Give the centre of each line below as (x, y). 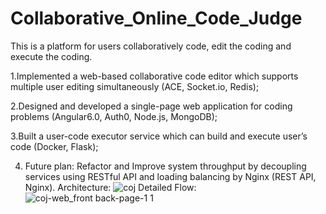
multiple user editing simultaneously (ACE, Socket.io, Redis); (135, 86)
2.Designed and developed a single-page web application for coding (151, 106)
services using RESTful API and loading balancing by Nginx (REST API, (170, 176)
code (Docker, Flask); (54, 146)
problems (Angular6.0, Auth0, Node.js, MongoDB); (114, 116)
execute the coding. (51, 56)
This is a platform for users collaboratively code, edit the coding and (151, 46)
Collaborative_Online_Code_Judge (156, 18)
